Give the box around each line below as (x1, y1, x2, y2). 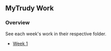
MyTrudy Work (5, 4, 54, 13)
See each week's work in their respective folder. (5, 30, 106, 37)
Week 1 (12, 40, 28, 46)
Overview (5, 19, 30, 26)
